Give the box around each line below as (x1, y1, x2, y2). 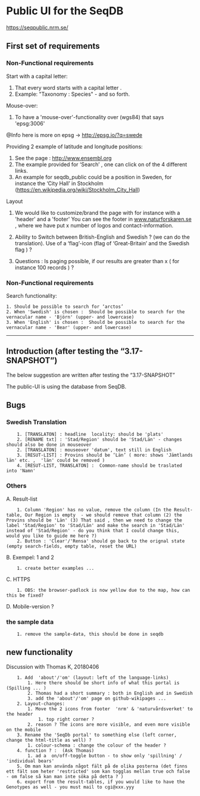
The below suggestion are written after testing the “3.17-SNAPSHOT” (6, 371, 176, 379)
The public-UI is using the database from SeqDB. (6, 383, 127, 390)
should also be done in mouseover (6, 442, 92, 448)
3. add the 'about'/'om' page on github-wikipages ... (27, 695, 167, 701)
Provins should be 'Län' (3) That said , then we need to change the (6, 517, 183, 523)
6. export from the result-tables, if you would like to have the (17, 779, 185, 785)
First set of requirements (6, 41, 100, 51)
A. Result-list (6, 495, 37, 502)
